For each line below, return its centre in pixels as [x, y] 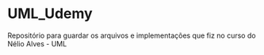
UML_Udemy [50, 14]
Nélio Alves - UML [37, 43]
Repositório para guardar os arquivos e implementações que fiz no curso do [132, 35]
